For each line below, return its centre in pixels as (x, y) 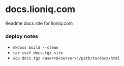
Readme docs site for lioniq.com (39, 23)
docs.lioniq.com (40, 9)
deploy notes (22, 36)
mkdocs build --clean (35, 48)
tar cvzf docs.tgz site (38, 53)
